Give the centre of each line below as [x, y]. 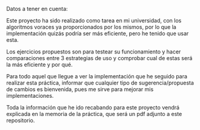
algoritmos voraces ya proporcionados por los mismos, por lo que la [92, 27]
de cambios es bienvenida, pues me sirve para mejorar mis [80, 89]
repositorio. [21, 120]
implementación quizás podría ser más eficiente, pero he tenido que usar [98, 33]
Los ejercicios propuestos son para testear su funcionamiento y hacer [94, 52]
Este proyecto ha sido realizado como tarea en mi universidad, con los [94, 20]
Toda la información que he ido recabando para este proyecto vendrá [93, 108]
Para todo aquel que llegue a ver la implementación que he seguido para [97, 76]
